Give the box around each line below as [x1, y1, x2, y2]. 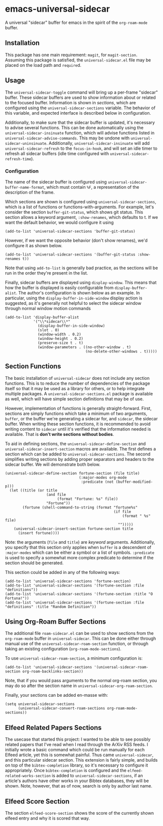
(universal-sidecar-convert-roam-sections [17, 706, 105, 711]
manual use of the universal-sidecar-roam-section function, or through [5, 641, 149, 647]
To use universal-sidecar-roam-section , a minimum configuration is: [5, 655, 143, 661]
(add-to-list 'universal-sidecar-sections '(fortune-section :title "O [5, 591, 153, 596]
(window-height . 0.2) [37, 336, 83, 341]
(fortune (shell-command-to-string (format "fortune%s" [22, 505, 138, 510]
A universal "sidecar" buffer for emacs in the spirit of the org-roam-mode [5, 20, 148, 25]
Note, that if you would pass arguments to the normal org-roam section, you [5, 678, 157, 684]
